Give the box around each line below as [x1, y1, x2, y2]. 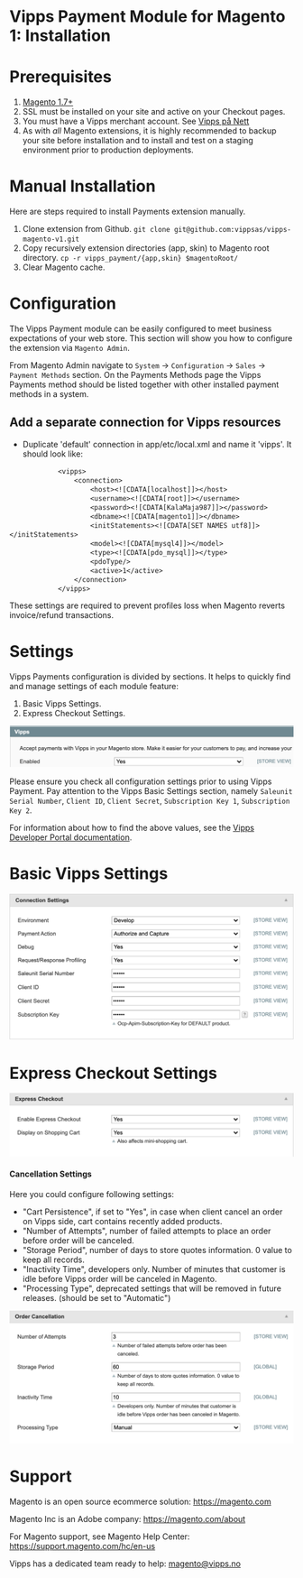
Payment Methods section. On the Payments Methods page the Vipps [9, 370, 262, 380]
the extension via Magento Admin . [9, 343, 131, 353]
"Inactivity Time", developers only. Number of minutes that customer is [22, 1263, 286, 1274]
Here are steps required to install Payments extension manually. [9, 206, 246, 217]
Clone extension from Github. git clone [22, 224, 170, 235]
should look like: [22, 448, 84, 459]
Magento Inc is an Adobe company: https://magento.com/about [9, 1513, 246, 1524]
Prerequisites [9, 67, 113, 88]
